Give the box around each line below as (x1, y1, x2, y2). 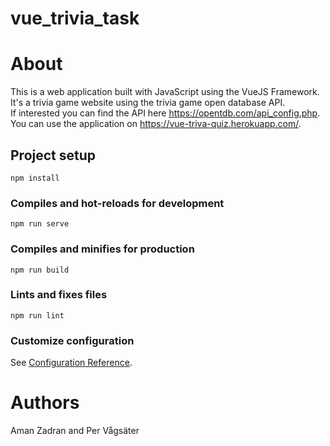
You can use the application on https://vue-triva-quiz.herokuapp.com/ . (10, 118, 302, 130)
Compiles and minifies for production (10, 242, 195, 256)
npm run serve (10, 219, 70, 229)
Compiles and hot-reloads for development (10, 196, 225, 210)
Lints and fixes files (10, 288, 108, 302)
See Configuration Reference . (10, 357, 133, 369)
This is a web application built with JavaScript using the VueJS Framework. (10, 86, 320, 98)
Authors (10, 392, 80, 414)
